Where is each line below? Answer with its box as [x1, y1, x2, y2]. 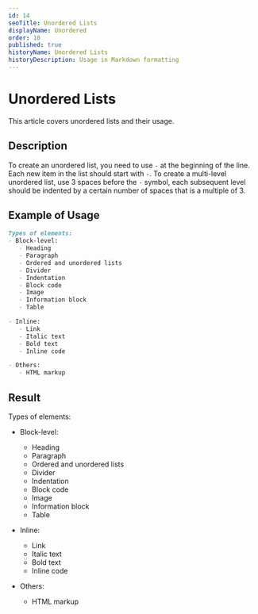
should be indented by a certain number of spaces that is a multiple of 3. [8, 186, 246, 195]
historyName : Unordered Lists [8, 48, 109, 56]
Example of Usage [8, 209, 100, 222]
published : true [8, 41, 62, 49]
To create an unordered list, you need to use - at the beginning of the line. [8, 160, 250, 170]
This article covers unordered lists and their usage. [8, 116, 175, 125]
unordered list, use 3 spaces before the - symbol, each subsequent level [8, 177, 246, 186]
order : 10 [8, 33, 41, 42]
